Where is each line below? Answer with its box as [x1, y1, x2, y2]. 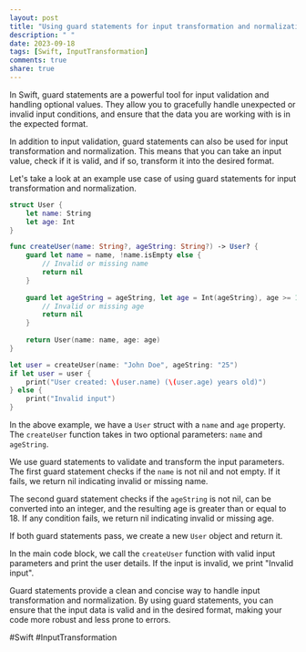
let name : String [25, 209, 92, 218]
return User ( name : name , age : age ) [25, 336, 161, 345]
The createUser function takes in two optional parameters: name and [9, 429, 262, 440]
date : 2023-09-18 [9, 38, 76, 48]
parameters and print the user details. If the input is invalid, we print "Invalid [9, 558, 294, 568]
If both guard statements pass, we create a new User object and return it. [9, 531, 283, 541]
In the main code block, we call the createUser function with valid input [9, 548, 276, 559]
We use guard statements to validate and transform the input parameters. [9, 457, 285, 467]
